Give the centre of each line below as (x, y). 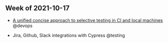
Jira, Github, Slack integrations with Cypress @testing (69, 35)
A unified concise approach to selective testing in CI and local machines (88, 20)
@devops (23, 25)
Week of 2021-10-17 (37, 8)
